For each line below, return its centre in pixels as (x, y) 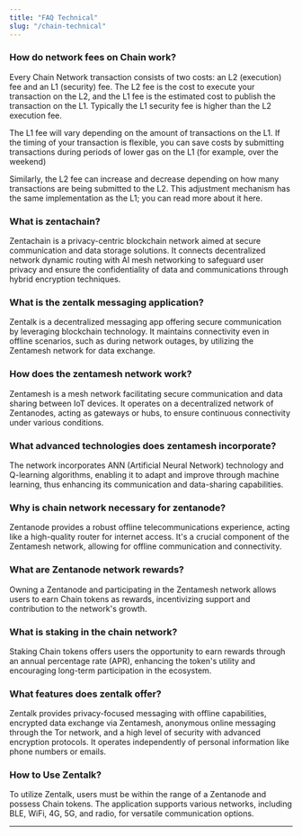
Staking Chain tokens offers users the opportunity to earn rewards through (147, 651)
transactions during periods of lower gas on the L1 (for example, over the (144, 152)
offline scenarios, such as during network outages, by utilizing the (132, 341)
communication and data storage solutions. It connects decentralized (138, 251)
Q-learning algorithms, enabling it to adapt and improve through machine (144, 474)
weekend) (28, 161)
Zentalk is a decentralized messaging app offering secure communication (145, 322)
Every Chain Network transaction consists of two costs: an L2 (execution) (146, 76)
